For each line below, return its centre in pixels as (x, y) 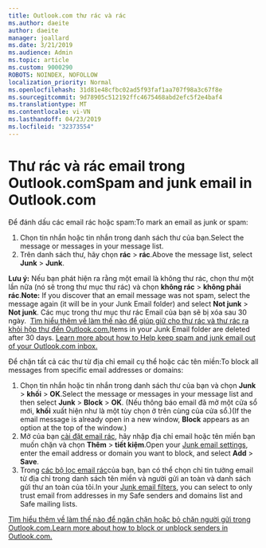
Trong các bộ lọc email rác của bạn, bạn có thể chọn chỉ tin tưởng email (136, 470)
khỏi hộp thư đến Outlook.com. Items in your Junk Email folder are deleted (129, 329)
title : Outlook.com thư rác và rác (67, 16)
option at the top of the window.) (73, 428)
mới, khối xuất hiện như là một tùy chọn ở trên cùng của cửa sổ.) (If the (136, 410)
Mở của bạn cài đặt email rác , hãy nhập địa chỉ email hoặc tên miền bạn (137, 436)
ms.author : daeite (39, 23)
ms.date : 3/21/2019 (41, 45)
